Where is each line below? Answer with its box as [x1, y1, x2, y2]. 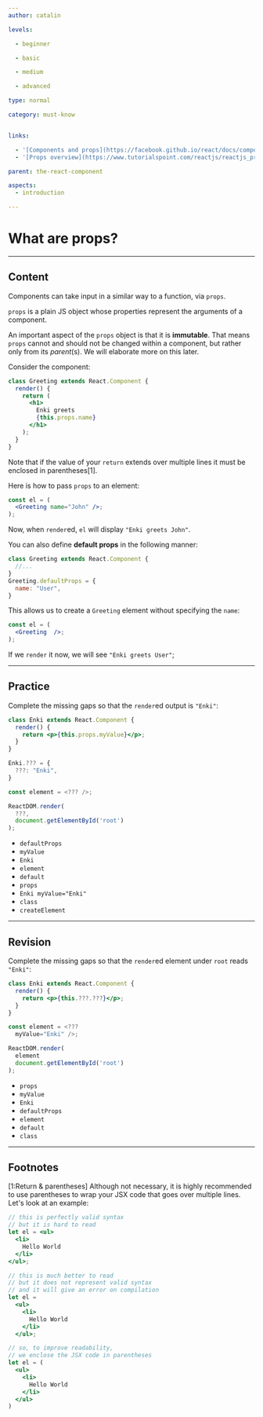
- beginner [15, 40, 51, 48]
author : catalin [8, 11, 61, 20]
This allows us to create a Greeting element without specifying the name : [8, 606, 240, 615]
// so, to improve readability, [8, 1344, 113, 1352]
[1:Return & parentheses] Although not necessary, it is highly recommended [8, 1181, 252, 1191]
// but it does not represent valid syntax [8, 1279, 153, 1287]
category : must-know [8, 111, 76, 119]
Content [8, 270, 49, 284]
